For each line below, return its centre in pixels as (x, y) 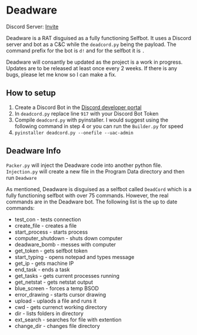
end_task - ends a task (42, 270)
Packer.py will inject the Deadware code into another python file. (84, 165)
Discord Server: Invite (32, 27)
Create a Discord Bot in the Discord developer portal (78, 107)
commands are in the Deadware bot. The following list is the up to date (92, 202)
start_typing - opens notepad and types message (74, 257)
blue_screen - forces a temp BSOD (56, 288)
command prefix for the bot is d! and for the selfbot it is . (76, 50)
